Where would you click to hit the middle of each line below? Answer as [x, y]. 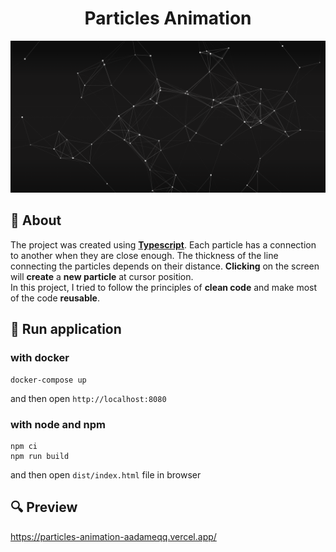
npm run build [40, 456]
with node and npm [58, 424]
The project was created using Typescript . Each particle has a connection [163, 244]
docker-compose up [48, 380]
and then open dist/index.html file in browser [106, 474]
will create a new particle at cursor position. [102, 276]
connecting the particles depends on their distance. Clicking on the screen [165, 266]
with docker [40, 358]
